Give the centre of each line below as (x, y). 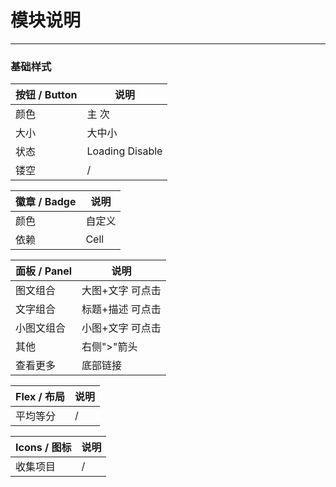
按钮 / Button (46, 95)
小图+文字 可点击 (121, 328)
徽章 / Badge (46, 202)
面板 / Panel (44, 271)
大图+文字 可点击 (121, 291)
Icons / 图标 (43, 448)
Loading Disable (124, 151)
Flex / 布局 (40, 397)
